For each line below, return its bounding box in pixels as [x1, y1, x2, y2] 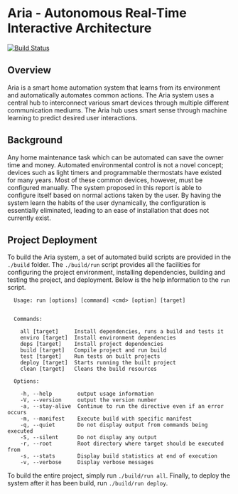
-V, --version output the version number [20, 396, 158, 404]
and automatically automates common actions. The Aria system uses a [7, 90, 215, 99]
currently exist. [7, 214, 51, 222]
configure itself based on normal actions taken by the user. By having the [7, 191, 222, 199]
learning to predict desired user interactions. [7, 113, 138, 122]
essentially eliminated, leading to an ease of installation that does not [7, 206, 210, 214]
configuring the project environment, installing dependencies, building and [7, 268, 226, 277]
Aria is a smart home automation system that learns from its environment [7, 83, 220, 92]
